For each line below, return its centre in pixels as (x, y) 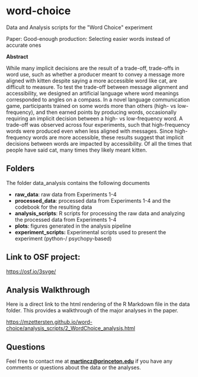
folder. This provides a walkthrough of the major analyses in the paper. (92, 311)
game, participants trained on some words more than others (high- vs (91, 106)
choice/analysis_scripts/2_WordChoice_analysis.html (71, 328)
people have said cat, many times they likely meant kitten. (77, 150)
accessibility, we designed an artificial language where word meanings (92, 93)
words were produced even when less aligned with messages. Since (90, 131)
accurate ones (24, 45)
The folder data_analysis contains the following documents (78, 183)
